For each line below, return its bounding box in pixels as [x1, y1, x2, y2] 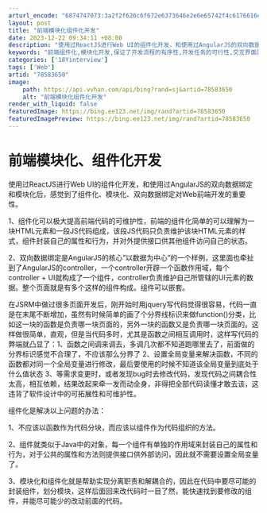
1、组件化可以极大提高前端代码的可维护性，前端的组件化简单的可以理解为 [8, 216, 248, 226]
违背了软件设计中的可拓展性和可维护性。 [8, 388, 141, 398]
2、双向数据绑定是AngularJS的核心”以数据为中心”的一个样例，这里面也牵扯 [8, 253, 254, 262]
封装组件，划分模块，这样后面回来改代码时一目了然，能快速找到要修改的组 [8, 486, 252, 496]
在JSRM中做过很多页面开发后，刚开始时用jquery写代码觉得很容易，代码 [8, 299, 244, 309]
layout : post [8, 19, 52, 27]
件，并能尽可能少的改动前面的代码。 [8, 496, 127, 505]
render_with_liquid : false [8, 100, 98, 108]
